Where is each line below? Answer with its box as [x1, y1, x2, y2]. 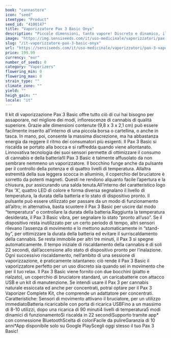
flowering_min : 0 [5, 69, 42, 74]
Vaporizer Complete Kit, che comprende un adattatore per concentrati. [5, 290, 154, 296]
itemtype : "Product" [5, 17, 49, 22]
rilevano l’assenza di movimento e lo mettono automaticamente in [5, 225, 142, 231]
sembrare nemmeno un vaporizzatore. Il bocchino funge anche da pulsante [5, 160, 163, 166]
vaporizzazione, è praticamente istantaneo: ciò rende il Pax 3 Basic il [5, 258, 150, 264]
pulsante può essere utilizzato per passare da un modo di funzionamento [5, 198, 159, 204]
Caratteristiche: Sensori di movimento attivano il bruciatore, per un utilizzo [5, 296, 161, 302]
